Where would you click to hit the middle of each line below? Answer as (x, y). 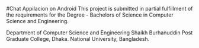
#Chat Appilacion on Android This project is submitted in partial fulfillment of (99, 9)
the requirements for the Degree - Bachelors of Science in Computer (90, 15)
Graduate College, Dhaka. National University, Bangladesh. (78, 39)
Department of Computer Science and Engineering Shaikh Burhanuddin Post (99, 33)
